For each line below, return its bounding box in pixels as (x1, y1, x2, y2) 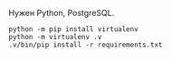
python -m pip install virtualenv (8, 25, 139, 34)
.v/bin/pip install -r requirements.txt (8, 40, 164, 49)
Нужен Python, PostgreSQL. (8, 8, 115, 18)
